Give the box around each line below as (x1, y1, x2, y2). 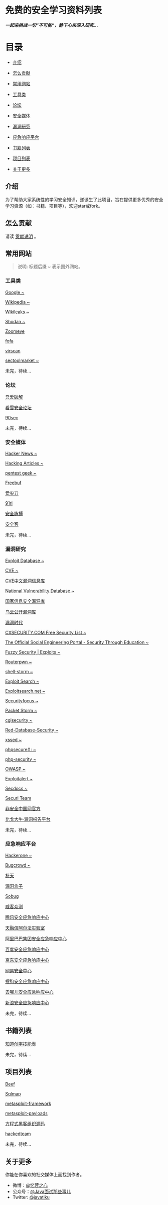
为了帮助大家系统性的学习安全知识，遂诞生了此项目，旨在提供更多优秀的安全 (5, 197, 163, 203)
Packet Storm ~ (5, 707, 38, 713)
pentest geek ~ (5, 470, 37, 476)
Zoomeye (5, 328, 25, 334)
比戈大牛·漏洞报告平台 (5, 816, 51, 822)
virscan (5, 347, 21, 353)
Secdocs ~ (5, 785, 28, 791)
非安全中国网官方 (5, 805, 41, 811)
